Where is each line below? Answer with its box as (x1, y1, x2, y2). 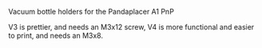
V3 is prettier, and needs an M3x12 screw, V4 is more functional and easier (8, 22, 255, 31)
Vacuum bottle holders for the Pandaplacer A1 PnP (8, 7, 174, 16)
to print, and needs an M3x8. (8, 31, 104, 40)
